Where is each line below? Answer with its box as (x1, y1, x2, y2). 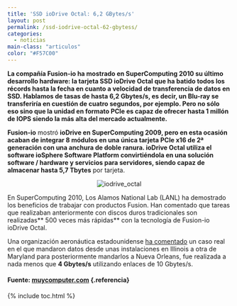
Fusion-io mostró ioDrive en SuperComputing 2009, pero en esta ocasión (7, 128, 228, 137)
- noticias (13, 37, 46, 44)
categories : (7, 30, 43, 38)
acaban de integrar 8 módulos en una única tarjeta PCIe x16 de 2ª (7, 135, 204, 144)
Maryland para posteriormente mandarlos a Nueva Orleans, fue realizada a (7, 252, 226, 261)
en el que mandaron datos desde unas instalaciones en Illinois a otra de (7, 244, 217, 253)
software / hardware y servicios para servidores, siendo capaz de (7, 158, 205, 166)
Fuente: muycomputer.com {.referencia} (7, 276, 130, 284)
